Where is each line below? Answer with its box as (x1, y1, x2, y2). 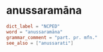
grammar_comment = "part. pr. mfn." (6, 34, 98, 41)
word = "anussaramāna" (6, 29, 63, 35)
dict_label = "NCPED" (6, 23, 60, 29)
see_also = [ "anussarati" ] (6, 40, 74, 46)
